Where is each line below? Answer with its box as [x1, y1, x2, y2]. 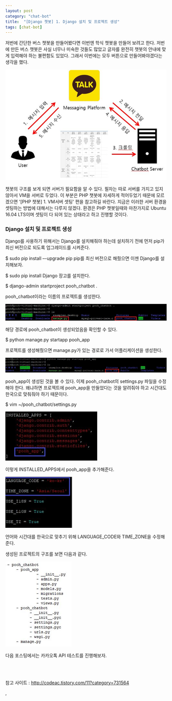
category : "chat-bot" [5, 13, 52, 19]
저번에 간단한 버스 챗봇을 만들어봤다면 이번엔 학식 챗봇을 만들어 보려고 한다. [5, 40, 156, 46]
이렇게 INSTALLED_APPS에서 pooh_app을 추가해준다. [5, 466, 114, 472]
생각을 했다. [5, 59, 29, 65]
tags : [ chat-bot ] [5, 25, 42, 30]
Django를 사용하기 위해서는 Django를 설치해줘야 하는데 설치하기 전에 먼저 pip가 [5, 238, 165, 244]
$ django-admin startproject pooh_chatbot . [5, 283, 98, 289]
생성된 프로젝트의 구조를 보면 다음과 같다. [5, 551, 88, 557]
